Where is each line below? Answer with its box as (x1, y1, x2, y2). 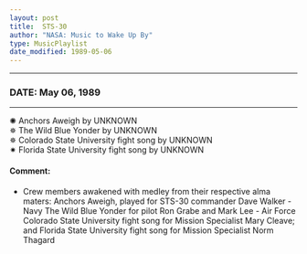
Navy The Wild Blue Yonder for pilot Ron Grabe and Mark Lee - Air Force (22, 205, 296, 216)
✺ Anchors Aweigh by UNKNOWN (9, 115, 138, 126)
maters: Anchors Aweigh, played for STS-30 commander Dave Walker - (22, 196, 292, 206)
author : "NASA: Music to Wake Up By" (9, 30, 153, 39)
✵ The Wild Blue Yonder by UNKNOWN (9, 125, 158, 136)
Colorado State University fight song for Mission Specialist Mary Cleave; (22, 215, 295, 226)
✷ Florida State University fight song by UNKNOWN (9, 144, 205, 155)
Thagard (22, 234, 56, 245)
